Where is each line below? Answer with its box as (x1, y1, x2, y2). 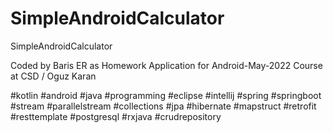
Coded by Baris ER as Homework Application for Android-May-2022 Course (10, 59, 323, 71)
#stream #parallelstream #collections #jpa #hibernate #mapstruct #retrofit (10, 100, 317, 112)
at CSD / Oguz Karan (10, 70, 97, 82)
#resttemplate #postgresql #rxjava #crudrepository (10, 110, 222, 122)
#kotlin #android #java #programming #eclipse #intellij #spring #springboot (10, 89, 322, 101)
